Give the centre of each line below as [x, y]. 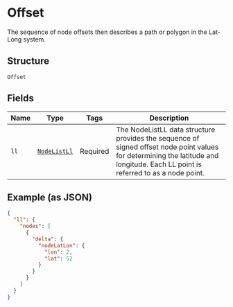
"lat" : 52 [58, 258]
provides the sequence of [157, 138]
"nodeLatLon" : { [61, 245]
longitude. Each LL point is [159, 164]
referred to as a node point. [160, 173]
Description [169, 118]
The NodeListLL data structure [165, 130]
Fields [21, 98]
